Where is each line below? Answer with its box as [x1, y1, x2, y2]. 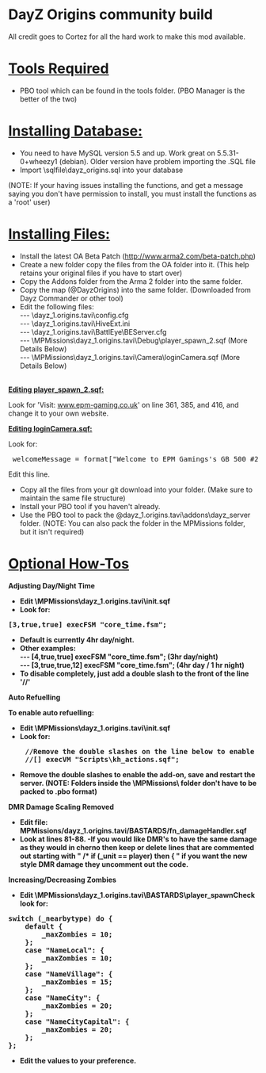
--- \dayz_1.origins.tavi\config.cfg [19, 310, 129, 320]
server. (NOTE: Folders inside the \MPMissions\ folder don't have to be [19, 778, 257, 788]
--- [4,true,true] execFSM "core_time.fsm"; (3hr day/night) [19, 652, 218, 661]
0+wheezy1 [19, 156, 58, 166]
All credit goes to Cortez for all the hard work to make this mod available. [8, 32, 246, 41]
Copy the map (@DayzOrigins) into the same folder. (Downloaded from [19, 285, 251, 294]
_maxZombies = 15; [41, 977, 113, 987]
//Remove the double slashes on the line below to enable [25, 747, 255, 756]
